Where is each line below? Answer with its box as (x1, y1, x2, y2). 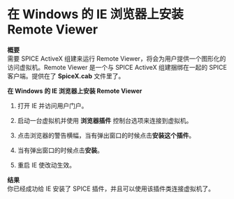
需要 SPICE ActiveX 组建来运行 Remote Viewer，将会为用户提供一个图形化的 (7, 54, 226, 63)
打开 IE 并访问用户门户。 (17, 101, 88, 110)
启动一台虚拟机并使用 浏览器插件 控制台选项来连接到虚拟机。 (17, 116, 193, 124)
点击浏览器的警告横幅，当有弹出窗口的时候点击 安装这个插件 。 (17, 131, 196, 140)
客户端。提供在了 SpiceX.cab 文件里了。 (7, 71, 125, 80)
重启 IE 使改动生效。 (17, 161, 75, 169)
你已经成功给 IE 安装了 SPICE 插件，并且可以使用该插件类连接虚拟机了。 (7, 184, 215, 193)
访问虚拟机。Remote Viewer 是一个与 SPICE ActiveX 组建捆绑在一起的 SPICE (7, 63, 227, 71)
